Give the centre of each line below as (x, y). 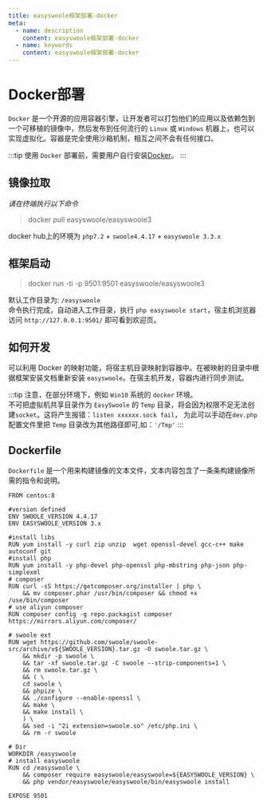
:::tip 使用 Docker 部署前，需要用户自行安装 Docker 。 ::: (97, 155)
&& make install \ (53, 712)
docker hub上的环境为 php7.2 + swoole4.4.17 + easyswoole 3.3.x (115, 235)
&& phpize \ (42, 691)
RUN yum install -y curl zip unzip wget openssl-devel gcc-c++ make (126, 545)
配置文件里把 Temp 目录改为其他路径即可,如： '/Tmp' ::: (96, 425)
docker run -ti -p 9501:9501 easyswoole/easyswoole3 (116, 283)
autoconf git (30, 551)
